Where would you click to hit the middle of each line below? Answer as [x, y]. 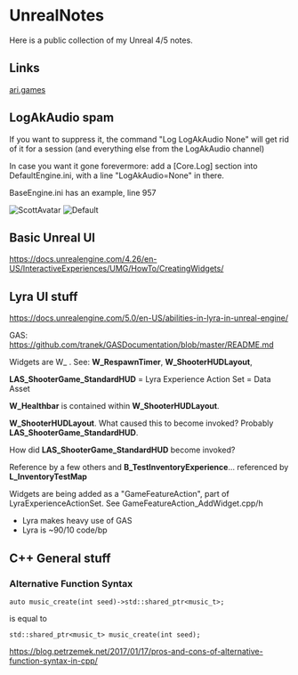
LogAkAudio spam [61, 118]
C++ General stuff [60, 558]
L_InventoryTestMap [48, 476]
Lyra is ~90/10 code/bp [65, 530]
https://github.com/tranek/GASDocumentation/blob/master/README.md [141, 345]
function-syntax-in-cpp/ [53, 661]
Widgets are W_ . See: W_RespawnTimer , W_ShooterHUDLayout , [131, 362]
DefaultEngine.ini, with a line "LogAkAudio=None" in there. [117, 175]
